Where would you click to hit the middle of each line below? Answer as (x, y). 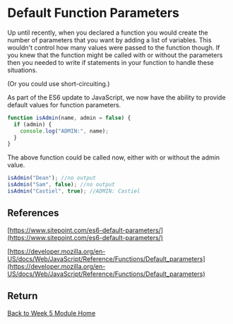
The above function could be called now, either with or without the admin (114, 157)
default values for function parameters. (64, 104)
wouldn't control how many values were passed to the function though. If (114, 47)
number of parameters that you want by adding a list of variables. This (109, 40)
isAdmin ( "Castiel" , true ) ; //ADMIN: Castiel (74, 191)
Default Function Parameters (94, 13)
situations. (22, 70)
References (33, 213)
